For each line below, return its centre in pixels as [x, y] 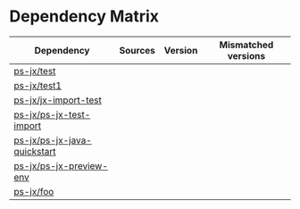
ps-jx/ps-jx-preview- [61, 165]
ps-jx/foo [34, 191]
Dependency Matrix [84, 17]
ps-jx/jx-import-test [58, 100]
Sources [137, 50]
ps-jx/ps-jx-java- [53, 140]
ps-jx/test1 [38, 85]
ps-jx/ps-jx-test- [52, 114]
